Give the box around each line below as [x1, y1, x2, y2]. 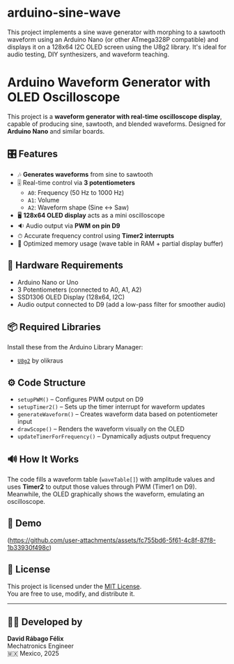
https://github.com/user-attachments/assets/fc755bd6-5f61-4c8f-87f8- [9, 536, 217, 544]
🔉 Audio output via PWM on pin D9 [17, 221, 120, 230]
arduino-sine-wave [7, 5, 121, 21]
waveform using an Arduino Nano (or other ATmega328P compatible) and [7, 35, 219, 43]
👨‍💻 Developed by [7, 616, 83, 628]
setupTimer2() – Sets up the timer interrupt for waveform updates [17, 402, 205, 411]
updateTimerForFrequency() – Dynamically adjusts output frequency [17, 432, 211, 441]
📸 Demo [7, 517, 42, 530]
